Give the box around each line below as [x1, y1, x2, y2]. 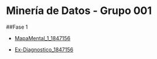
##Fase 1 [6, 23, 28, 30]
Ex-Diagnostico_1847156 [14, 46, 74, 53]
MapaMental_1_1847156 [14, 34, 71, 41]
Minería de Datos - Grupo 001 [6, 4, 152, 18]
